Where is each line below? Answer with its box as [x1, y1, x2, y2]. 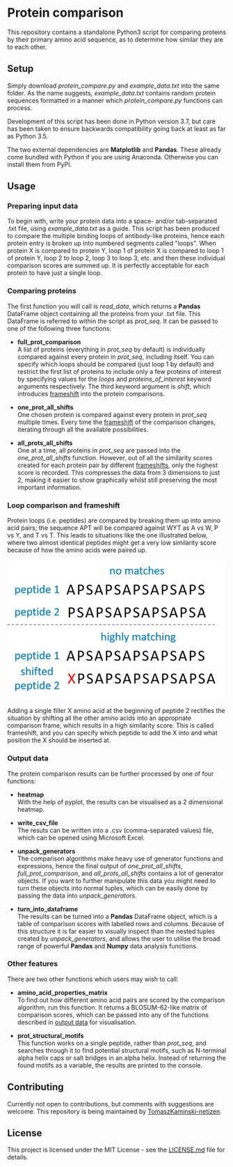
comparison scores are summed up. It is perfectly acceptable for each [7, 261, 209, 269]
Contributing [7, 1081, 64, 1093]
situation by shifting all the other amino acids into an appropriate [7, 714, 191, 722]
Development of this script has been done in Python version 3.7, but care [7, 117, 216, 125]
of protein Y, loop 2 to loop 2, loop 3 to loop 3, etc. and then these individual [7, 254, 225, 263]
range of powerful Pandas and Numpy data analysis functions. [17, 941, 198, 950]
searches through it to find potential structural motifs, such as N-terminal [17, 1046, 227, 1054]
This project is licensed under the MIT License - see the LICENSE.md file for [7, 1145, 225, 1154]
